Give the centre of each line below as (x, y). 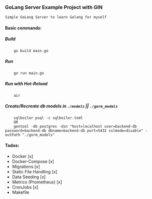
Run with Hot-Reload (26, 84)
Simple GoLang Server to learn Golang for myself (56, 17)
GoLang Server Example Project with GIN (54, 7)
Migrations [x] (26, 167)
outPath (13, 135)
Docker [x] (22, 156)
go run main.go (29, 73)
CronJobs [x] (25, 187)
